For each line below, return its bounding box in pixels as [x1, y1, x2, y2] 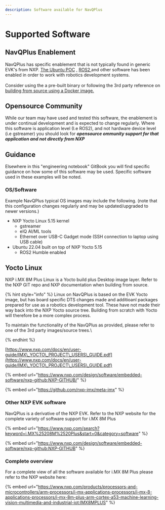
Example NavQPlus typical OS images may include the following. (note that [5, 197, 158, 203]
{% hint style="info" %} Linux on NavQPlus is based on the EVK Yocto [5, 291, 148, 297]
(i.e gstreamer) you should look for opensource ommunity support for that [5, 131, 159, 137]
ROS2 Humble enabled [19, 249, 66, 255]
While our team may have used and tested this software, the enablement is [5, 115, 157, 121]
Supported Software [5, 28, 90, 40]
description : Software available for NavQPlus [5, 7, 103, 12]
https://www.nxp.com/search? [38, 425, 100, 431]
